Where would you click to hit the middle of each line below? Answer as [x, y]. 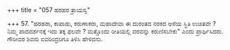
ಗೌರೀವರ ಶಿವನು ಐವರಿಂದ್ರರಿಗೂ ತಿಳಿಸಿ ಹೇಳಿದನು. [55, 39]
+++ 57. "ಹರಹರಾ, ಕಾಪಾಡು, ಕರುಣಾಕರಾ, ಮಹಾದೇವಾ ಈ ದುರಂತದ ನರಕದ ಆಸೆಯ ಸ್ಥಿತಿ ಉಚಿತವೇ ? [112, 24]
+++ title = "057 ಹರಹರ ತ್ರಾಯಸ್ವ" [49, 10]
